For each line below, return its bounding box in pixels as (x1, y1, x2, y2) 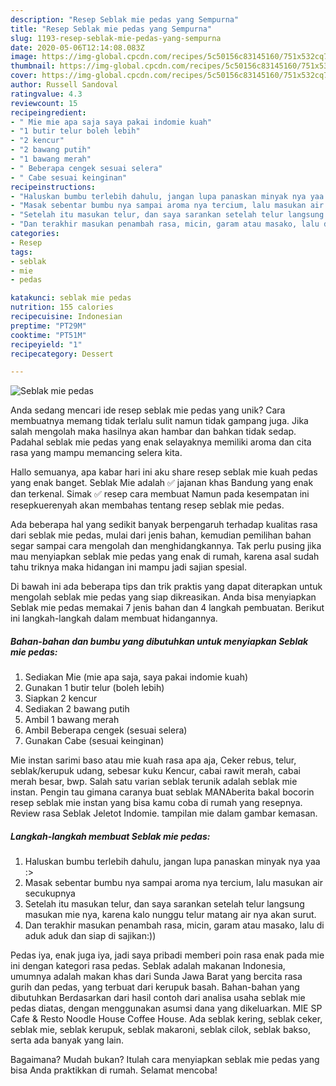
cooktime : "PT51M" (10, 330, 87, 340)
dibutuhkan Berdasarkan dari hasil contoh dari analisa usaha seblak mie (10, 992, 306, 1004)
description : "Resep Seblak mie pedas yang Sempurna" (10, 14, 240, 25)
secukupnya (24, 887, 76, 900)
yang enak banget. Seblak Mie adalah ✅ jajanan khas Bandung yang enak (10, 477, 314, 489)
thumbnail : (10, 61, 56, 71)
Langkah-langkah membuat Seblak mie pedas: (10, 830, 211, 842)
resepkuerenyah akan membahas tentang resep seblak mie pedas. (10, 499, 285, 511)
